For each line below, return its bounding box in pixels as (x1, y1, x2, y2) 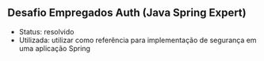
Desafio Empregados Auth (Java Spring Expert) (7, 6, 247, 20)
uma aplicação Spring (18, 43, 90, 53)
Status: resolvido (18, 27, 75, 36)
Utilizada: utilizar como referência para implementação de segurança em (18, 35, 257, 45)
